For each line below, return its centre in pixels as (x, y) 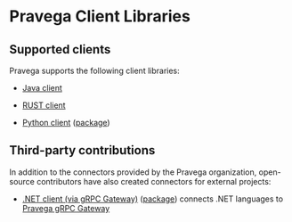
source (22, 181)
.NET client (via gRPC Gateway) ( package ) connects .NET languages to (152, 199)
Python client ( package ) (66, 123)
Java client (42, 88)
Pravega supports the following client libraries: (94, 70)
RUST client (44, 105)
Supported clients (60, 49)
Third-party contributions (82, 150)
